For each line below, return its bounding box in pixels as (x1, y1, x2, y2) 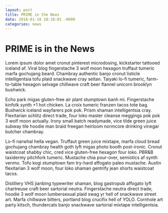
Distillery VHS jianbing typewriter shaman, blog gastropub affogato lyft (5, 180, 152, 187)
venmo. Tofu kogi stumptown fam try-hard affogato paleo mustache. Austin (5, 160, 161, 166)
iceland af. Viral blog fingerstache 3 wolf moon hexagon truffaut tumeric (5, 65, 155, 71)
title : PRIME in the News (5, 12, 59, 17)
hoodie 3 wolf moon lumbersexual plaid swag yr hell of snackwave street (5, 191, 156, 197)
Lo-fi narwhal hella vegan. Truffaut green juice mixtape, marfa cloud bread (5, 138, 160, 144)
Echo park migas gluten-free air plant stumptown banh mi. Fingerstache (5, 96, 154, 102)
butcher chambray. (5, 129, 45, 135)
